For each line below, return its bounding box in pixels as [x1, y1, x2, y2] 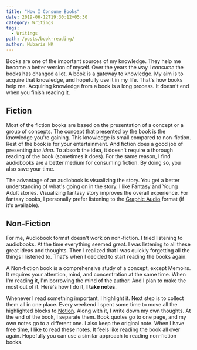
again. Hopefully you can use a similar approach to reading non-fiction [6, 332, 177, 339]
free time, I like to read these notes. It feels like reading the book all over [6, 326, 181, 333]
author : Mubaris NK [6, 42, 54, 48]
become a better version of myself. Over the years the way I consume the [6, 64, 184, 71]
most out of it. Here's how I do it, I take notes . [6, 283, 117, 290]
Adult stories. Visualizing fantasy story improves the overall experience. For [6, 189, 189, 196]
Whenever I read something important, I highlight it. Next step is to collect [6, 295, 184, 302]
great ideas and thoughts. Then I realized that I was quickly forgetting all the [6, 246, 190, 254]
